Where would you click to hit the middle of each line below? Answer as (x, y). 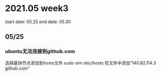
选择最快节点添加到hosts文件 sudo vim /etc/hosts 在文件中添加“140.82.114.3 (80, 63)
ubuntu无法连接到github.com (40, 51)
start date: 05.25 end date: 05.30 (38, 22)
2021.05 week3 (37, 8)
